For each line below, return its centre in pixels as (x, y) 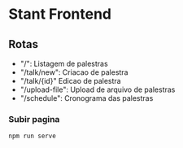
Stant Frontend (60, 14)
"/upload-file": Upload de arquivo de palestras (98, 89)
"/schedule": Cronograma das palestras (87, 98)
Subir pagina (34, 119)
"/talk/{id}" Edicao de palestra (70, 81)
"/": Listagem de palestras (64, 63)
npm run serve (33, 136)
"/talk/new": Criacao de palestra (74, 72)
